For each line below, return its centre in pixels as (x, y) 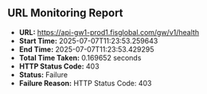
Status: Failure (43, 74)
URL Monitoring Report (66, 13)
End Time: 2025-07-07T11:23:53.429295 (86, 49)
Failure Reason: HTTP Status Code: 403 (85, 83)
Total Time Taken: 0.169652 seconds (80, 57)
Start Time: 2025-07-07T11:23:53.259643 (88, 41)
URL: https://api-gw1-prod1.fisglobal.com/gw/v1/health (109, 32)
